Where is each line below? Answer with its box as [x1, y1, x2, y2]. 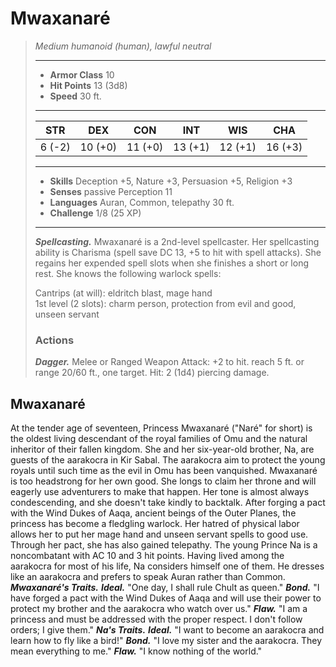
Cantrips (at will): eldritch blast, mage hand [34, 287, 213, 299]
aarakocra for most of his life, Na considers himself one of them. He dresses [10, 560, 325, 572]
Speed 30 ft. [49, 90, 102, 102]
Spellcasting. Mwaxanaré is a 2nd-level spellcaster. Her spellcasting [34, 235, 320, 247]
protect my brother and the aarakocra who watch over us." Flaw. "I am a [10, 603, 308, 615]
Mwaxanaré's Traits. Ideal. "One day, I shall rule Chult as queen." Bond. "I [10, 582, 320, 594]
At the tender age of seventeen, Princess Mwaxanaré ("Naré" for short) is [10, 422, 313, 434]
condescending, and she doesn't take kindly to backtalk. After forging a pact [10, 497, 326, 509]
